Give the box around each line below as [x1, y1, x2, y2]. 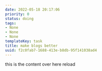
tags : [5, 20, 16, 26]
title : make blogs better [5, 43, 58, 48]
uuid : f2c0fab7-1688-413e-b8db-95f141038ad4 [5, 48, 97, 53]
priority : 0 [5, 12, 29, 17]
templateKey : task [5, 39, 42, 44]
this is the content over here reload [5, 61, 76, 67]
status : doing [5, 16, 34, 21]
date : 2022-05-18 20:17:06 [5, 7, 60, 12]
